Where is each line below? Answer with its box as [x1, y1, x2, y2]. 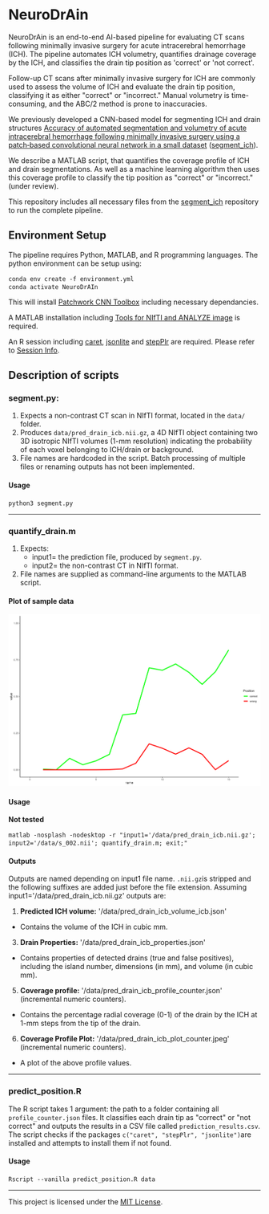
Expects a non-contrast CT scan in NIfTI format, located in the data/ [19, 411, 246, 421]
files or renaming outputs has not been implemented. [19, 462, 195, 471]
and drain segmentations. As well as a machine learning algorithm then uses [8, 164, 260, 173]
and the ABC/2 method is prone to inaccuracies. [48, 99, 207, 108]
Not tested [8, 815, 45, 825]
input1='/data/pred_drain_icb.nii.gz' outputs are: [8, 891, 167, 901]
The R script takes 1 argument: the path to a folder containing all [8, 1104, 219, 1114]
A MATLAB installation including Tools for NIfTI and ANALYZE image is [8, 312, 240, 322]
